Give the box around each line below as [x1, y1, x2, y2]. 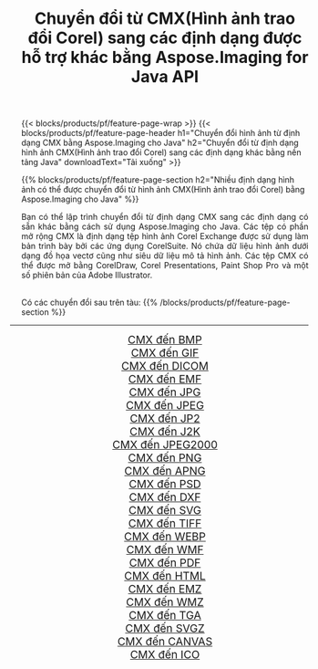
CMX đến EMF [128, 372, 202, 387]
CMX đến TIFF [128, 517, 202, 531]
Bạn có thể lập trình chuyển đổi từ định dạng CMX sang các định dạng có [21, 212, 309, 223]
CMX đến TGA [128, 609, 201, 623]
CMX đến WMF [126, 543, 204, 558]
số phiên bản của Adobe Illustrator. [21, 269, 153, 281]
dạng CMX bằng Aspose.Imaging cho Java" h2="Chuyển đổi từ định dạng [21, 137, 299, 149]
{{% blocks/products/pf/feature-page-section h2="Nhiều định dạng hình [21, 174, 295, 185]
